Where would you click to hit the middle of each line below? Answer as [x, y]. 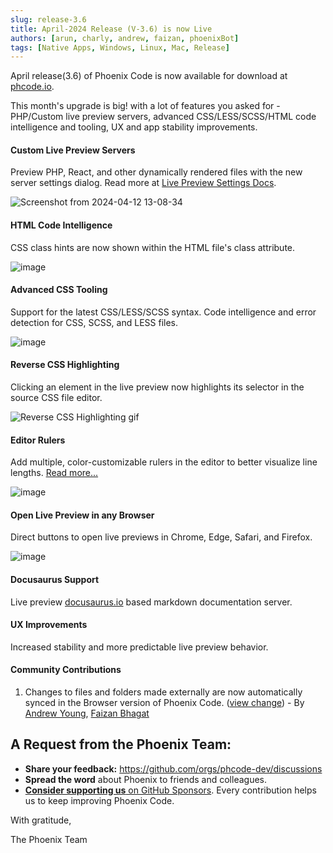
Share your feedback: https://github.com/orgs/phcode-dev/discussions [173, 768]
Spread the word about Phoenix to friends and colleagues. [145, 779]
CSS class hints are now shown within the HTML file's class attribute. [153, 247]
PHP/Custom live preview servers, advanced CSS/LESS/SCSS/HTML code [163, 117]
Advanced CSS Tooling [59, 290]
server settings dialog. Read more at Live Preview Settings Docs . [143, 183]
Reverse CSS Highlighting [65, 365]
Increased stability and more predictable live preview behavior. [139, 647]
